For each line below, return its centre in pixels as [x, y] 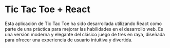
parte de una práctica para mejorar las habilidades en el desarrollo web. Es [84, 29]
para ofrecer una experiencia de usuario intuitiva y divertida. [69, 40]
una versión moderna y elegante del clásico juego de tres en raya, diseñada [85, 34]
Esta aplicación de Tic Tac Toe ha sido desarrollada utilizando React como [83, 23]
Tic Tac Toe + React [48, 9]
